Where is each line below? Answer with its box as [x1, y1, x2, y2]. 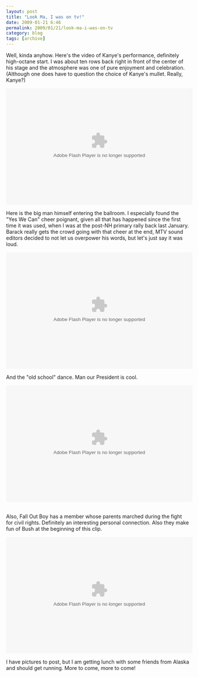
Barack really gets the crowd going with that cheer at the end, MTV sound [6, 229, 183, 235]
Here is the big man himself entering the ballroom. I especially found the [6, 210, 179, 216]
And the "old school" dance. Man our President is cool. [6, 374, 138, 381]
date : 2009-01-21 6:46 [6, 19, 61, 25]
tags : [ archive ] [6, 36, 45, 42]
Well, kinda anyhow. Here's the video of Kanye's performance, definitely [6, 52, 179, 58]
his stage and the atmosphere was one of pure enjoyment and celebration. [6, 64, 185, 71]
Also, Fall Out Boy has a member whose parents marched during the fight [6, 513, 182, 520]
